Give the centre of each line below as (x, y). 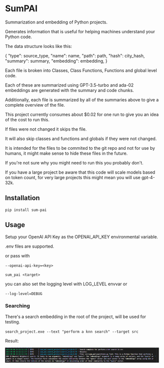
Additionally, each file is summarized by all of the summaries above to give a (82, 100)
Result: (12, 341)
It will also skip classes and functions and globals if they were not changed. (81, 138)
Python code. (19, 37)
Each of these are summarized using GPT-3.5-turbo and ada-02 (70, 85)
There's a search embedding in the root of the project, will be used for (76, 317)
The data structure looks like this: (39, 46)
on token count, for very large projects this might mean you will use (73, 177)
